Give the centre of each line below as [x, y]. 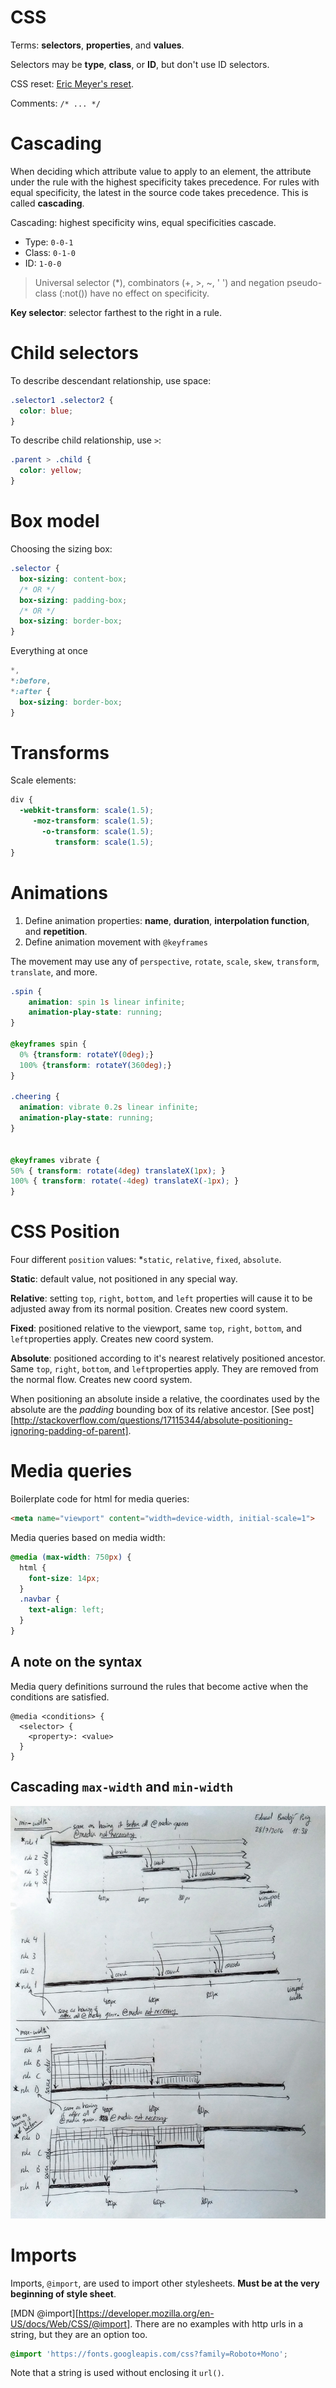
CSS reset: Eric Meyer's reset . [72, 83]
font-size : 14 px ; [64, 1578]
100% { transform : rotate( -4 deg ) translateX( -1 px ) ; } [125, 1181]
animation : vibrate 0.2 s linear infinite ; [109, 1107]
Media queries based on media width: [88, 1537]
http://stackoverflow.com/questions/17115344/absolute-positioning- [153, 1420]
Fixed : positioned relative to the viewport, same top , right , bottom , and [156, 1328]
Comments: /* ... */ [55, 103]
